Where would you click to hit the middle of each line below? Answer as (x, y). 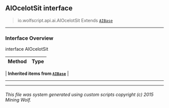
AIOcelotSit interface (39, 8)
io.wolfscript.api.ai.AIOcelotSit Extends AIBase (65, 20)
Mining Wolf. (18, 99)
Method (17, 61)
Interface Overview (29, 38)
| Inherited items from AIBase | (37, 74)
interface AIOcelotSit (27, 49)
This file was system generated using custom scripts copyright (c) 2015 (79, 94)
